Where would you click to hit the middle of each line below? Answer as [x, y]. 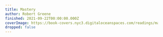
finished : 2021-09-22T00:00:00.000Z [42, 18]
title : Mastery [20, 9]
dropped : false [20, 27]
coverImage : [17, 23]
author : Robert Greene [28, 14]
